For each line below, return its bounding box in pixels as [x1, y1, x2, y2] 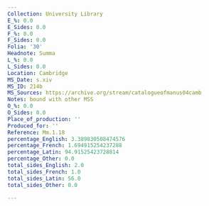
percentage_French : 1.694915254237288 [7, 142, 122, 149]
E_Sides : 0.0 [7, 23, 46, 30]
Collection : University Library [7, 10, 103, 18]
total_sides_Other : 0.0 [7, 181, 78, 188]
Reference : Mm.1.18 [7, 129, 65, 136]
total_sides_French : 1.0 [7, 168, 81, 176]
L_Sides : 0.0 [7, 63, 46, 70]
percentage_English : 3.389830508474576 [7, 135, 126, 142]
